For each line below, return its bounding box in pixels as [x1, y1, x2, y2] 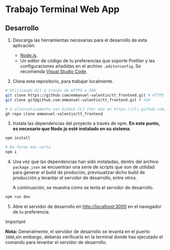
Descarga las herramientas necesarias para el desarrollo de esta [12, 37, 148, 43]
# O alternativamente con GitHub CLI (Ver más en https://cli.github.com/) [5, 106, 168, 112]
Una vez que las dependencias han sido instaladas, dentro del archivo [12, 158, 159, 164]
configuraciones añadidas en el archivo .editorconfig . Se [20, 63, 141, 69]
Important [5, 219, 26, 225]
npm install [5, 136, 30, 141]
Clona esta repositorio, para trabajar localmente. [12, 78, 114, 84]
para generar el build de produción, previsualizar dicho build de [12, 170, 145, 175]
